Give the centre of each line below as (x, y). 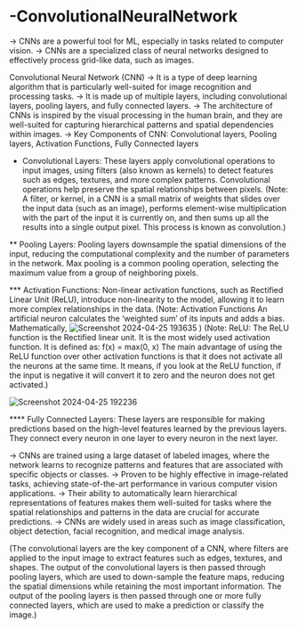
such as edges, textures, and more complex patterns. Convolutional (146, 179)
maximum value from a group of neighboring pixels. (104, 273)
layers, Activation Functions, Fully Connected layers (104, 143)
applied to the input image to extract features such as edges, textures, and (146, 558)
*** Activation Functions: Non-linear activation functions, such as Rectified (146, 290)
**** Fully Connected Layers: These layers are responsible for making (137, 419)
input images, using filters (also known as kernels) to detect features (148, 170)
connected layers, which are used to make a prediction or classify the (137, 605)
